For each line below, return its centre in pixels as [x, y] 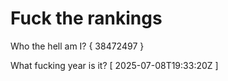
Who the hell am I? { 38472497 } [77, 46]
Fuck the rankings [86, 18]
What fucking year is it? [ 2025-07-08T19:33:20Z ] [114, 65]
